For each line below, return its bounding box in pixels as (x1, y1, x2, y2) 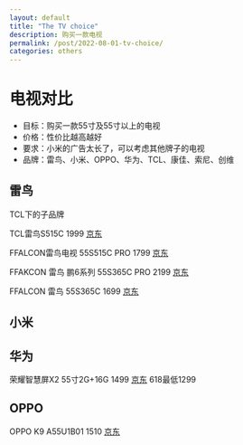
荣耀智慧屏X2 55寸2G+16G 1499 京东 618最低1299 (9, 374, 197, 385)
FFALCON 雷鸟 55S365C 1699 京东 (9, 286, 139, 297)
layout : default (9, 13, 70, 23)
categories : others (9, 47, 83, 56)
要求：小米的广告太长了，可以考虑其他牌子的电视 (22, 143, 205, 154)
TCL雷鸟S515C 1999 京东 (9, 228, 102, 239)
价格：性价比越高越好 (22, 132, 102, 143)
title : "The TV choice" (9, 22, 99, 31)
